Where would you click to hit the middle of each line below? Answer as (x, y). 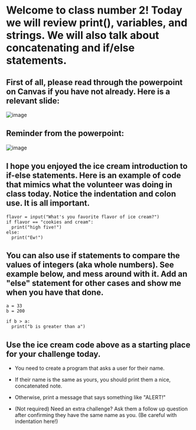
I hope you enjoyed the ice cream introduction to (97, 166)
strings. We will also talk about (83, 35)
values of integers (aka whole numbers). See (90, 265)
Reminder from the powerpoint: (65, 133)
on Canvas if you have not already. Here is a (88, 91)
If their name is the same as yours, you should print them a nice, (93, 380)
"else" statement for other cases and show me (94, 283)
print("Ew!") (27, 237)
